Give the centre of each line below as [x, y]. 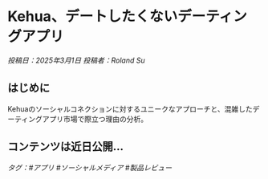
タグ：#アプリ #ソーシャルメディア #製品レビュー [90, 167]
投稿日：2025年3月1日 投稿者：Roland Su [76, 60]
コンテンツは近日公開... [66, 146]
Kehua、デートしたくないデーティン [128, 16]
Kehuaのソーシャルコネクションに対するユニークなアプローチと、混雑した [130, 108]
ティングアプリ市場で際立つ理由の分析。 [81, 119]
